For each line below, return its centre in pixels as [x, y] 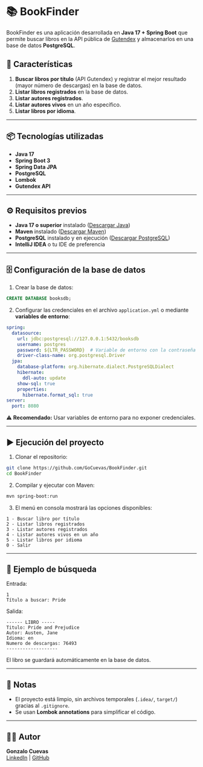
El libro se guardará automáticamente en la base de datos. [79, 660]
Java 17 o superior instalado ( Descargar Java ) [73, 225]
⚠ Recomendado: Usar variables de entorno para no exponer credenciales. [101, 418]
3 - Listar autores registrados [47, 529]
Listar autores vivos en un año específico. [68, 104]
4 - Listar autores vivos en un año [52, 534]
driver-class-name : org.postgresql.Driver [71, 356]
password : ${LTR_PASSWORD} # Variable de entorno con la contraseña [107, 350]
